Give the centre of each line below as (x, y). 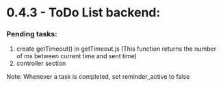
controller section (41, 64)
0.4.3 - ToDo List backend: (83, 13)
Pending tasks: (32, 34)
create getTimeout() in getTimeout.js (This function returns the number (116, 49)
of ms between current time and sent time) (77, 56)
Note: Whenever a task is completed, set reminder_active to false (98, 77)
